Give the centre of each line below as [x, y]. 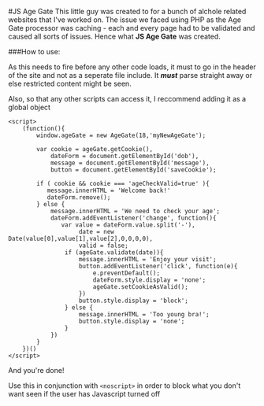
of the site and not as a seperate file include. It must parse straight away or [130, 75]
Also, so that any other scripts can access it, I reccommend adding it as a [127, 99]
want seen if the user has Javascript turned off [84, 394]
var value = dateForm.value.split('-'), [128, 225]
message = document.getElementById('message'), [130, 163]
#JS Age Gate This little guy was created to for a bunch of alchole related [127, 11]
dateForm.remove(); [79, 197]
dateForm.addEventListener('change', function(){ [133, 218]
